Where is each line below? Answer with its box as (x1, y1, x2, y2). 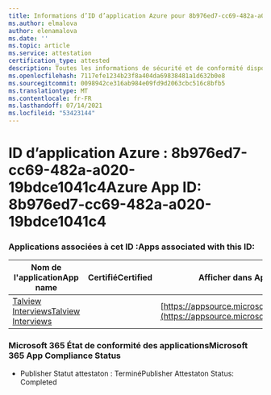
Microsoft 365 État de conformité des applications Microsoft (8, 340, 248, 351)
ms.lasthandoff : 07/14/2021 (8, 102, 103, 110)
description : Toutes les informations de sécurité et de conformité (8, 64, 244, 73)
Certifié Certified (87, 272, 153, 283)
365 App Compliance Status (8, 350, 121, 361)
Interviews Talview (12, 306, 81, 317)
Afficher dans (198, 272, 252, 283)
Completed (19, 376, 57, 387)
